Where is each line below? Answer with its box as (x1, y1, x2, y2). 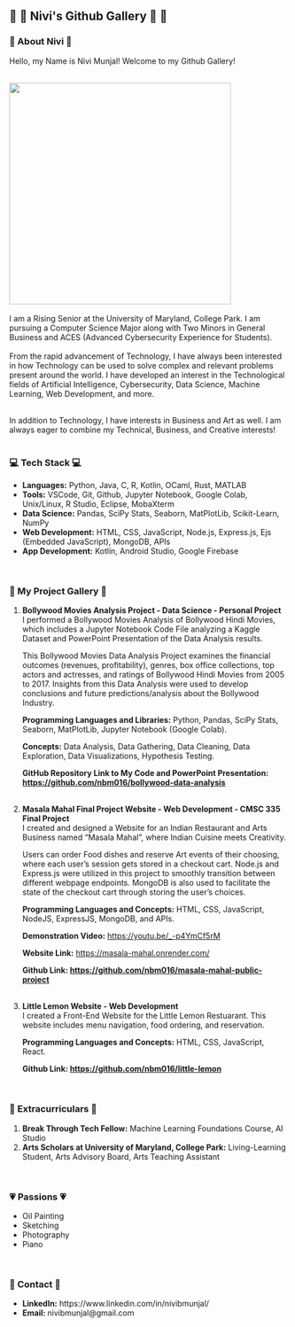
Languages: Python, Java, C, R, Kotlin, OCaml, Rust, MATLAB (21, 479, 247, 490)
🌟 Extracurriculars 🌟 (9, 1103, 97, 1115)
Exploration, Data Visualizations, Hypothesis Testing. (21, 750, 215, 762)
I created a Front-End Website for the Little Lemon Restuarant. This (21, 1011, 267, 1021)
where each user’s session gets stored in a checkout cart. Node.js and (21, 858, 279, 869)
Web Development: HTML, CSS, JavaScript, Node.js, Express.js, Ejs (21, 526, 272, 537)
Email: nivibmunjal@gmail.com (21, 1308, 135, 1318)
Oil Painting (21, 1210, 65, 1221)
